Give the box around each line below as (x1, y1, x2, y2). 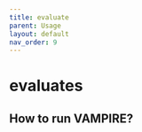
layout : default (9, 29, 69, 38)
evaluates (9, 76, 83, 96)
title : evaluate (9, 12, 69, 22)
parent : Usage (9, 21, 62, 30)
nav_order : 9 (9, 37, 58, 47)
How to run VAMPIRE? (9, 111, 134, 126)
